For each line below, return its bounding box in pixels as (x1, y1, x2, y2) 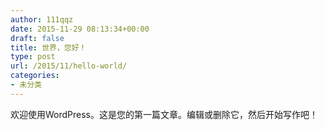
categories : (10, 71, 60, 81)
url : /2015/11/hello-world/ (10, 61, 128, 71)
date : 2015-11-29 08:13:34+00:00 (10, 24, 150, 34)
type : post (10, 52, 56, 62)
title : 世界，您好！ (10, 42, 87, 53)
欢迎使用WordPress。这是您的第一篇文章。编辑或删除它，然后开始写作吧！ (10, 108, 319, 120)
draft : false (10, 33, 65, 43)
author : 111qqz (10, 14, 74, 25)
